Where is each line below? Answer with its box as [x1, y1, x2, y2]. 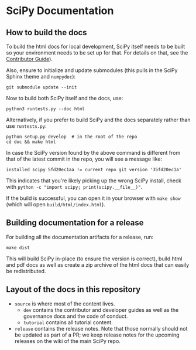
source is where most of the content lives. [14, 300, 115, 307]
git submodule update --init [6, 84, 77, 90]
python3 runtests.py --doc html [6, 106, 85, 112]
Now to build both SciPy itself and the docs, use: [6, 95, 123, 101]
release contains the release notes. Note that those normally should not [14, 325, 188, 332]
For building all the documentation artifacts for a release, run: [6, 233, 154, 240]
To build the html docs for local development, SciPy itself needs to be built [6, 43, 185, 50]
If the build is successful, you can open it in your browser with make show [6, 195, 181, 202]
